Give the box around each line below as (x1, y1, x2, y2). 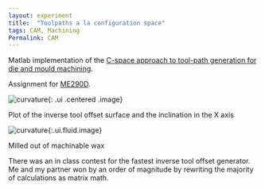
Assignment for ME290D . (8, 79, 91, 89)
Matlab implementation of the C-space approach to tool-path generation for (8, 56, 257, 65)
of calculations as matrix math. (8, 173, 109, 183)
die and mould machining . (8, 64, 93, 74)
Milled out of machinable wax (8, 141, 105, 151)
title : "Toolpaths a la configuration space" (8, 19, 166, 27)
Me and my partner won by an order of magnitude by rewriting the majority (8, 164, 254, 175)
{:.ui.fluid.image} (47, 125, 103, 135)
